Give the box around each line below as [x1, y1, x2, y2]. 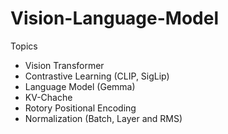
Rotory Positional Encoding [24, 102, 137, 114]
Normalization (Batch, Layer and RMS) [24, 112, 183, 124]
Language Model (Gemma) [24, 80, 136, 92]
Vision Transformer [24, 59, 105, 71]
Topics [10, 40, 38, 52]
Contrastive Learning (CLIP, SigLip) [24, 70, 170, 82]
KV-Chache [24, 91, 73, 103]
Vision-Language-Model [10, 7, 220, 30]
